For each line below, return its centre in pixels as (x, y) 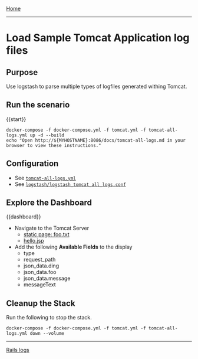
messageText (39, 285)
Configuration (32, 164)
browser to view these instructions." (54, 145)
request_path (39, 260)
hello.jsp (34, 241)
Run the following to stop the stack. (49, 318)
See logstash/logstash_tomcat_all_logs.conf (70, 184)
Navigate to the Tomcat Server (52, 228)
